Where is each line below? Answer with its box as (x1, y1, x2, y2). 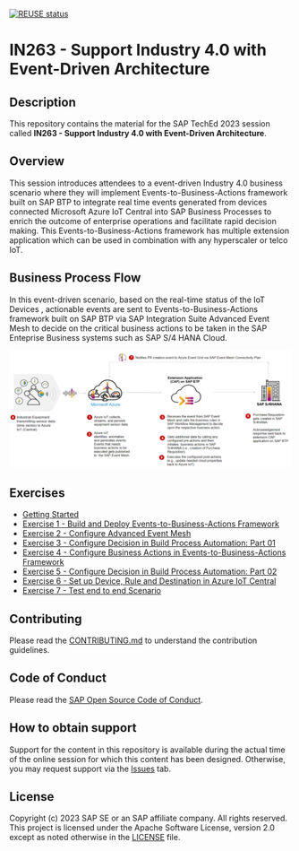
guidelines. (9, 644, 50, 655)
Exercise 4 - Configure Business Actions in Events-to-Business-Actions (21, 547, 286, 558)
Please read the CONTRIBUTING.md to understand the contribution (9, 635, 258, 646)
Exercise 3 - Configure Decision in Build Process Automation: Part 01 (21, 538, 276, 549)
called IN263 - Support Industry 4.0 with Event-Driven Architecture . (9, 128, 267, 138)
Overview (9, 153, 65, 169)
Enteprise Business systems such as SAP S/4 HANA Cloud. (9, 332, 228, 343)
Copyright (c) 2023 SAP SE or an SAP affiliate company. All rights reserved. (9, 812, 288, 824)
